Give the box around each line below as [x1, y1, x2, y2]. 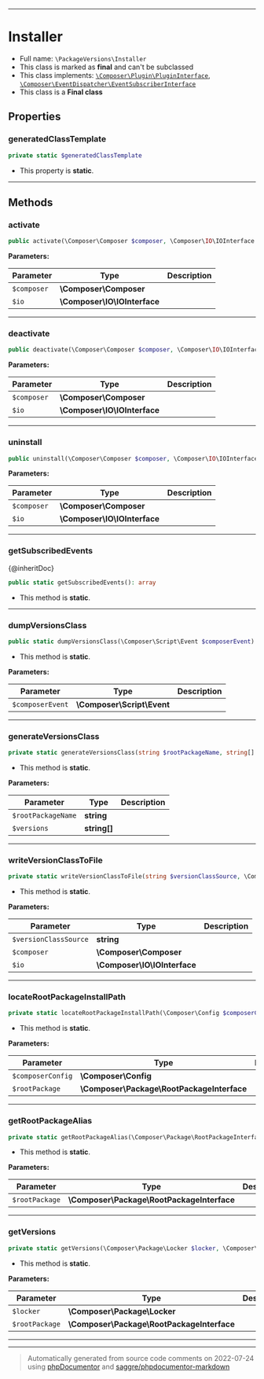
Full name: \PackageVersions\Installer [19, 53, 147, 63]
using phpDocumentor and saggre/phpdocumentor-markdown [27, 1362, 230, 1371]
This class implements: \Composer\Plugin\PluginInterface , [19, 70, 211, 79]
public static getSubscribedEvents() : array [8, 579, 156, 587]
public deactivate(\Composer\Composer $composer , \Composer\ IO [8, 346, 220, 354]
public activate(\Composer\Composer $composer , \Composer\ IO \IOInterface [8, 237, 255, 245]
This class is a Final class [19, 87, 104, 97]
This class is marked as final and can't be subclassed [19, 62, 194, 72]
